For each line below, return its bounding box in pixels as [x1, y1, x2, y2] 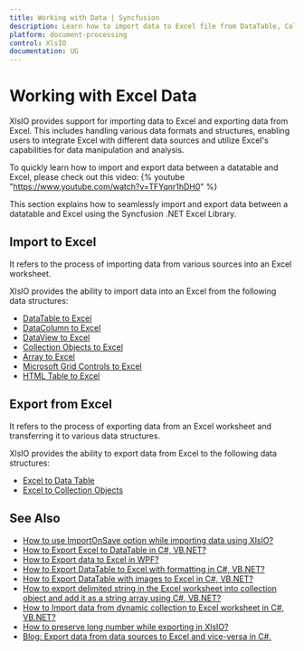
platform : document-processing [9, 30, 128, 39]
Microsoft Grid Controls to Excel [22, 361, 142, 372]
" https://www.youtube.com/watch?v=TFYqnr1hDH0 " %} [9, 182, 218, 193]
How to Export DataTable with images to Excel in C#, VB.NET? [22, 573, 253, 584]
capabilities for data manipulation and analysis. [9, 145, 185, 156]
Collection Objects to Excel [22, 341, 124, 353]
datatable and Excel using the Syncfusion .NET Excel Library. [9, 209, 237, 220]
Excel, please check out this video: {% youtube [9, 172, 185, 183]
